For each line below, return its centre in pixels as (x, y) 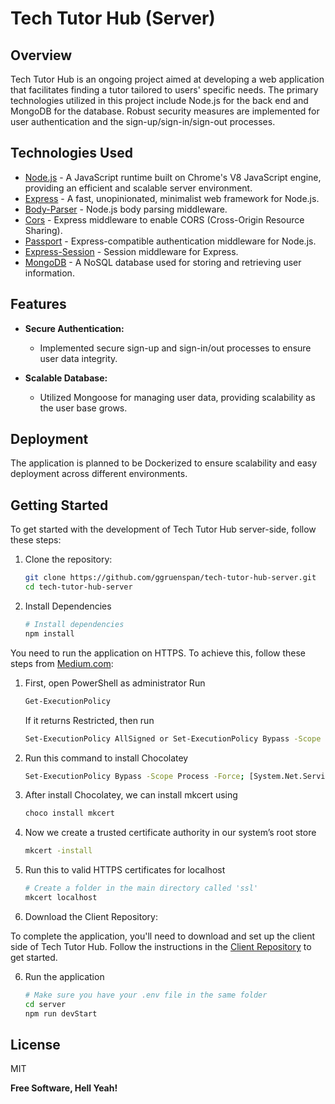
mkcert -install (58, 851)
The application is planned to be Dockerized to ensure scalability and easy (164, 463)
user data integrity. (78, 358)
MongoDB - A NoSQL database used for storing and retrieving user (163, 262)
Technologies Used (71, 153)
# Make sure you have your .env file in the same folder (146, 995)
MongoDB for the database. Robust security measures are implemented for (165, 111)
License (35, 1044)
